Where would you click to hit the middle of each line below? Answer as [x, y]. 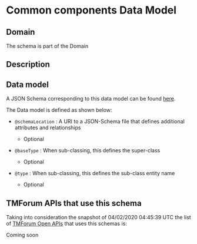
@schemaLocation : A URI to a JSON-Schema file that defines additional [100, 122]
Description [28, 64]
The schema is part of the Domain [47, 46]
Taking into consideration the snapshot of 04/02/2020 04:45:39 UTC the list [98, 218]
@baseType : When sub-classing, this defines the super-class [87, 151]
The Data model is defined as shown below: [59, 110]
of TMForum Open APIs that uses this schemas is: [67, 223]
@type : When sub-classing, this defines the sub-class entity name [95, 173]
